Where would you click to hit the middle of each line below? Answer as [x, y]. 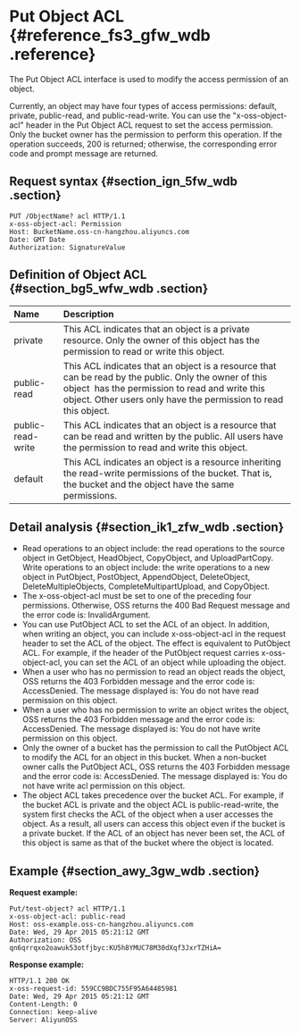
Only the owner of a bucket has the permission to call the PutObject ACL [155, 748]
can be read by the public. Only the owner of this [165, 377]
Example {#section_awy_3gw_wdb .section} [135, 871]
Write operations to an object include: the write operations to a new [146, 567]
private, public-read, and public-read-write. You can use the [120, 115]
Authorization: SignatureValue [67, 248]
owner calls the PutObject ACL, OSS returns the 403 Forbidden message [156, 767]
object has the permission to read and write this [164, 388]
